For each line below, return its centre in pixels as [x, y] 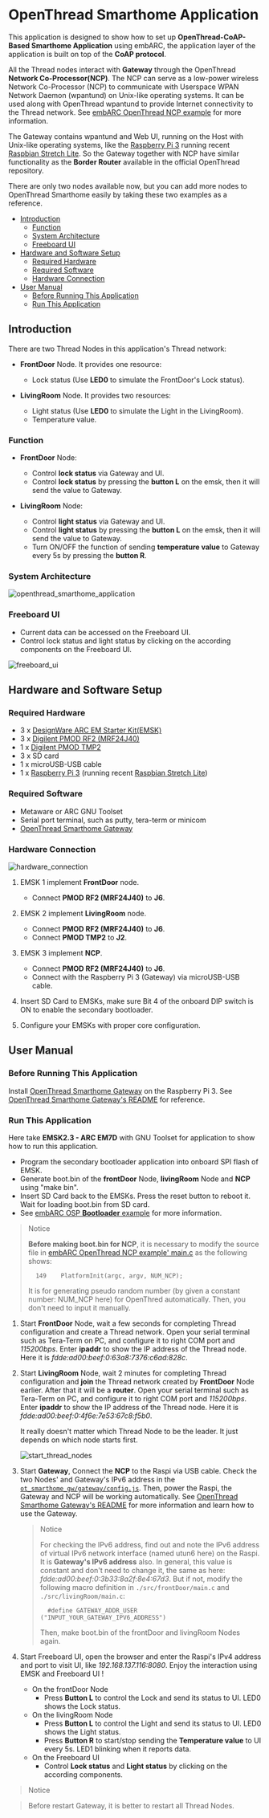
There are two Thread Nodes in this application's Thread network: [118, 349]
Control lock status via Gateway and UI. [98, 473]
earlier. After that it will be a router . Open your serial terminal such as [134, 1390]
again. [50, 1641]
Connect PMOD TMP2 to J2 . [79, 937]
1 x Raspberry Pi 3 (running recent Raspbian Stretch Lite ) [114, 773]
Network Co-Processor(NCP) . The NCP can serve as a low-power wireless [134, 78]
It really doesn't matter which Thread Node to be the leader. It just [129, 1431]
